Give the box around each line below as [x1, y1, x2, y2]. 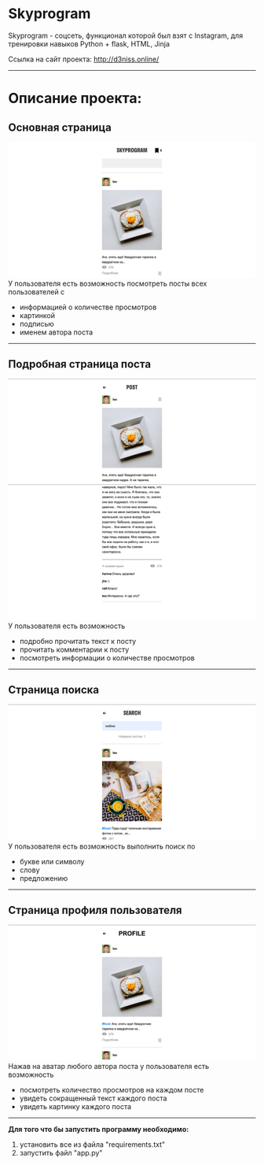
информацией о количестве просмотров [19, 302, 157, 312]
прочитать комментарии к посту [19, 645, 130, 654]
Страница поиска [8, 683, 100, 697]
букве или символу [19, 856, 85, 866]
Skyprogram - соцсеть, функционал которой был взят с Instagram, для [8, 31, 244, 40]
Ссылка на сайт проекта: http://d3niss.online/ [8, 54, 159, 64]
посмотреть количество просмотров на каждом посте [19, 1085, 204, 1095]
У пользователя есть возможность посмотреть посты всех [8, 279, 207, 288]
